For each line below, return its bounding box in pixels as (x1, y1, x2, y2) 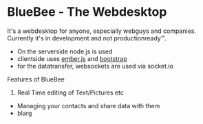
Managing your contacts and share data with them (17, 101, 160, 110)
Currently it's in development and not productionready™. (7, 34, 167, 42)
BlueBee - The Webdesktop (7, 4, 167, 20)
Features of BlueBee (7, 75, 65, 83)
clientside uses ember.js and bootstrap (17, 54, 127, 62)
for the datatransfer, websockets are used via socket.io (17, 62, 173, 70)
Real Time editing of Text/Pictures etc (17, 88, 124, 97)
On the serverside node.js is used (17, 47, 113, 55)
